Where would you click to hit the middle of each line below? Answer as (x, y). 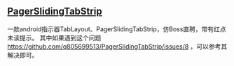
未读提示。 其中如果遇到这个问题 (54, 38)
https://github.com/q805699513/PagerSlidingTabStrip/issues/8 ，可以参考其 (117, 46)
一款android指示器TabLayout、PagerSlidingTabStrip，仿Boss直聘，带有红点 (117, 29)
